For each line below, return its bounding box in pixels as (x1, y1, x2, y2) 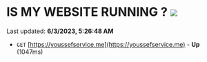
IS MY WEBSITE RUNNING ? (6, 4, 168, 20)
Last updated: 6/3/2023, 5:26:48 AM (6, 27, 114, 35)
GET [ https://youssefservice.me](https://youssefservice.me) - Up (16, 40, 200, 48)
